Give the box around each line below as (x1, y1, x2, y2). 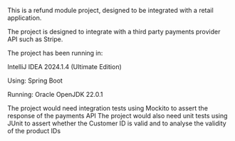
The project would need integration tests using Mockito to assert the (7, 104, 209, 113)
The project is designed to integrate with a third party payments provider (7, 28, 221, 36)
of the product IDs (7, 127, 61, 135)
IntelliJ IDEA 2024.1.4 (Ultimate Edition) (7, 63, 122, 70)
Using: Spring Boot (7, 76, 63, 85)
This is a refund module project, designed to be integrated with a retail (7, 6, 214, 14)
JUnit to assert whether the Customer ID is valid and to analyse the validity (7, 119, 226, 127)
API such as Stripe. (7, 35, 63, 43)
